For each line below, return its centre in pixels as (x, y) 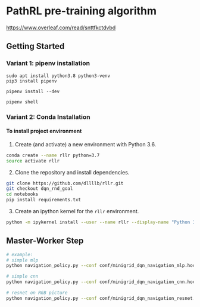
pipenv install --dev (33, 91)
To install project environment (44, 131)
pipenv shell (22, 102)
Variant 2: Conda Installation (48, 116)
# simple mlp (22, 260)
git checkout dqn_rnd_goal (40, 189)
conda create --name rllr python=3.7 (53, 155)
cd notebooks (22, 194)
